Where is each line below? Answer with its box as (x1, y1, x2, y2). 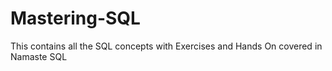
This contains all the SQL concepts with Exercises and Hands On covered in (10, 40, 323, 52)
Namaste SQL (10, 50, 68, 62)
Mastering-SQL (10, 7, 141, 30)
